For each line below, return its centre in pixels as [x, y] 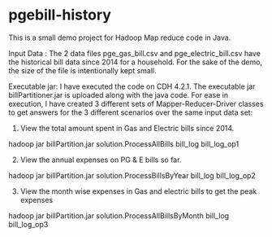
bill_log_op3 [28, 224]
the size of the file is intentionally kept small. [82, 70]
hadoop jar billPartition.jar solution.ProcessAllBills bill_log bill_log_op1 [124, 143]
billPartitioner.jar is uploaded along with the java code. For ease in [119, 94]
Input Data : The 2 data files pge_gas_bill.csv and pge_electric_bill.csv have [135, 53]
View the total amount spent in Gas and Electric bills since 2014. [127, 128]
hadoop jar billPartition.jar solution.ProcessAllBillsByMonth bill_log [119, 215]
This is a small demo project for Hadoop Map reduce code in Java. [120, 37]
